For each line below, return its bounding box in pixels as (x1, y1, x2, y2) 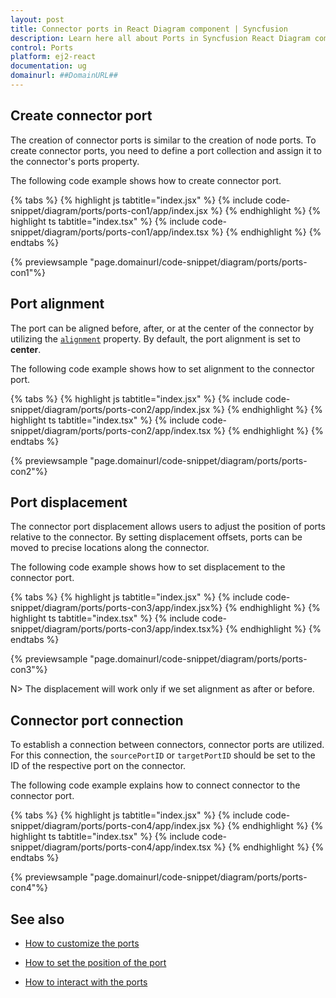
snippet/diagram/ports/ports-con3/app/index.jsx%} (10, 602, 223, 614)
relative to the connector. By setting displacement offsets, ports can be (10, 531, 303, 543)
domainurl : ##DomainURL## (10, 71, 118, 81)
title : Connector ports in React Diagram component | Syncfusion (10, 24, 288, 34)
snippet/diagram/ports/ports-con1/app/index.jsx (10, 204, 208, 216)
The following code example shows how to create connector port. (10, 174, 282, 186)
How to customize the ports (24, 937, 140, 949)
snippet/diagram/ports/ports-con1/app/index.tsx (10, 226, 210, 238)
